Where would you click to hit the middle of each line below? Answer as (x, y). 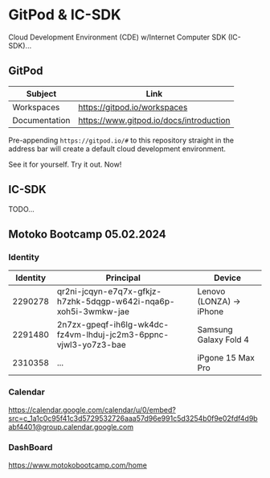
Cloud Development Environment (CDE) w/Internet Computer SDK (117, 37)
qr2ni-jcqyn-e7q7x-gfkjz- (109, 291)
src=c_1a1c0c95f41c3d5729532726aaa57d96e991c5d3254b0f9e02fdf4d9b (133, 418)
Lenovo (211, 291)
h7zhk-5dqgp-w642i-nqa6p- (116, 302)
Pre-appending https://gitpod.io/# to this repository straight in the (121, 140)
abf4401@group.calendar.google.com (71, 426)
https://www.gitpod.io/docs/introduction (154, 120)
